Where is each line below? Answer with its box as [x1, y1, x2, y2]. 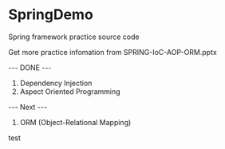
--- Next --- [8, 102, 48, 112]
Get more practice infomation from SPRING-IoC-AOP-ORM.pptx [8, 47, 217, 57]
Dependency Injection [19, 78, 93, 88]
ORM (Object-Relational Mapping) [19, 117, 132, 127]
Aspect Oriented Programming [19, 86, 121, 96]
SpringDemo [8, 6, 93, 24]
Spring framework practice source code [8, 32, 140, 41]
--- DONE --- [8, 62, 52, 73]
